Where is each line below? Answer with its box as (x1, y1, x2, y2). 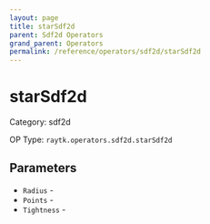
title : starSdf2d (9, 22, 75, 31)
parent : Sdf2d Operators (9, 30, 104, 39)
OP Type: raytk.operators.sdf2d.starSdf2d (9, 134, 173, 146)
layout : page (9, 13, 59, 23)
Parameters (9, 160, 77, 176)
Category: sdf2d (9, 117, 71, 127)
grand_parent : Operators (9, 38, 104, 48)
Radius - (22, 184, 55, 196)
